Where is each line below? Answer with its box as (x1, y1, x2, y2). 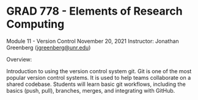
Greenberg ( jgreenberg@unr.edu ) (6, 44, 91, 51)
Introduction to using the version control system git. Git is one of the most (6, 67, 192, 74)
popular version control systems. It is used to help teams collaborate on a (6, 74, 191, 81)
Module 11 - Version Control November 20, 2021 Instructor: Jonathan (6, 37, 179, 45)
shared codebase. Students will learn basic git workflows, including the (6, 80, 186, 88)
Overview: (6, 55, 32, 63)
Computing (6, 17, 65, 31)
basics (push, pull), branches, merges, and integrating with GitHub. (6, 87, 175, 94)
